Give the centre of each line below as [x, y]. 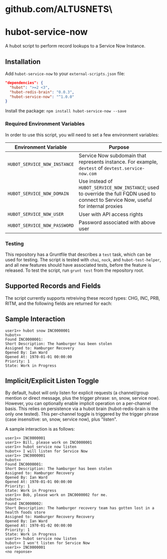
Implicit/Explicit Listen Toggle [52, 381]
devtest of [91, 168]
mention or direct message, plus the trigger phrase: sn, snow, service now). [83, 398]
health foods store [25, 513]
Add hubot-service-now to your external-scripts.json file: [65, 73]
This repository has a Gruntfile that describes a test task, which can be [78, 254]
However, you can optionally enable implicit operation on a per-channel [78, 404]
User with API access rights [111, 214]
